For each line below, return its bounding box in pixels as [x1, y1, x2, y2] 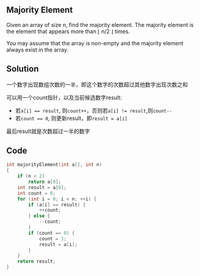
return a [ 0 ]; [28, 179, 62, 185]
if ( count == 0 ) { [28, 229, 75, 236]
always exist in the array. [6, 46, 69, 53]
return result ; [17, 258, 56, 265]
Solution [6, 64, 39, 74]
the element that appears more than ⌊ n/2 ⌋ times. [6, 28, 130, 35]
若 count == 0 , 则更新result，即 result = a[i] [15, 114, 128, 122]
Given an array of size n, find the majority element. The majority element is [6, 21, 194, 28]
